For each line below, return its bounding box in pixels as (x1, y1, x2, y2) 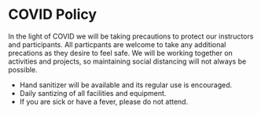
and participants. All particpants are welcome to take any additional (8, 39, 226, 49)
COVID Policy (8, 6, 97, 24)
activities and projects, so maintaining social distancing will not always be (8, 57, 247, 66)
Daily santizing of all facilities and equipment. (19, 88, 167, 97)
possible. (8, 64, 38, 74)
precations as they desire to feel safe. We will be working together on (8, 48, 233, 57)
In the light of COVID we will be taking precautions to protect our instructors (8, 31, 254, 41)
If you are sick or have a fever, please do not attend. (19, 97, 189, 106)
